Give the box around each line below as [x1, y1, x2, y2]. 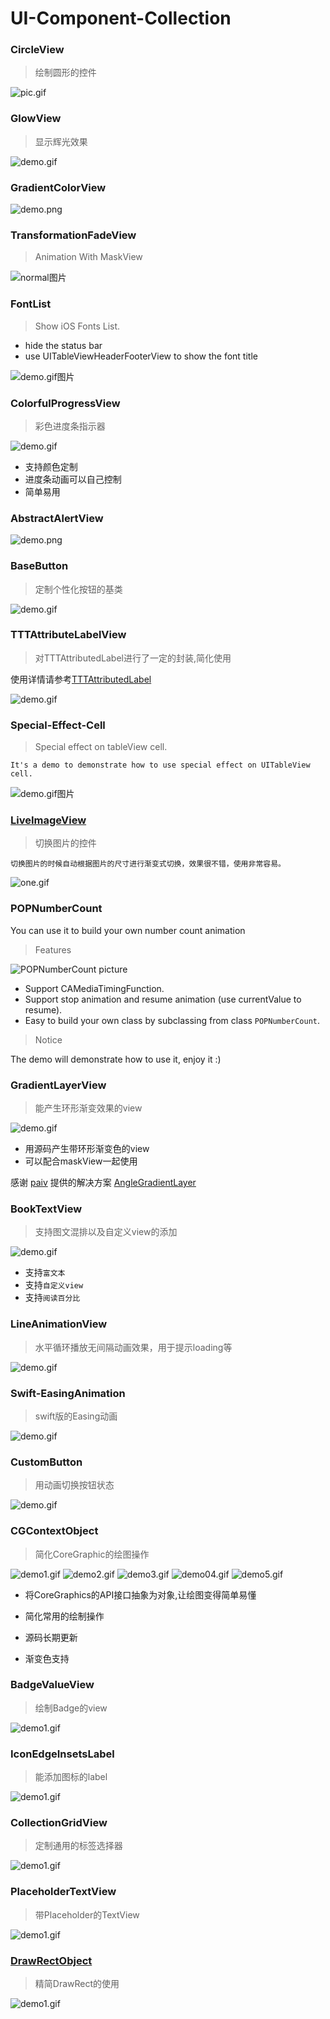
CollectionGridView [10, 1816, 108, 1830]
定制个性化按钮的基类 [34, 583, 123, 595]
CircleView [10, 43, 65, 57]
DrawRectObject [10, 1953, 93, 1967]
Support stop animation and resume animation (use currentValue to [24, 993, 302, 1005]
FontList [10, 297, 52, 311]
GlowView [10, 112, 62, 126]
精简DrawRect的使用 [34, 1978, 120, 1990]
